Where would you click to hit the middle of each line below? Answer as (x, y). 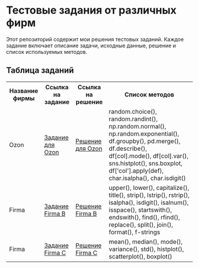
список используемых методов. (47, 51)
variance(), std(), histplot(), (146, 249)
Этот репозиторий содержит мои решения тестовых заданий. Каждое (95, 39)
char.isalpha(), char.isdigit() (147, 178)
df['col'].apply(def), (136, 170)
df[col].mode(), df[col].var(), (149, 156)
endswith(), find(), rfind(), (145, 217)
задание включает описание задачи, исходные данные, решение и (91, 46)
